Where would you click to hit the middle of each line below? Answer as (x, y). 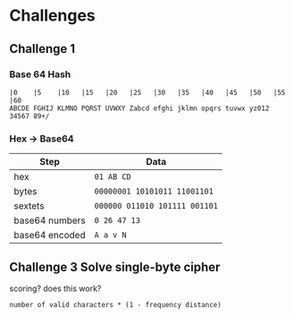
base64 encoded (50, 236)
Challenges (52, 16)
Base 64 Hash (40, 74)
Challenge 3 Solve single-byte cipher (115, 266)
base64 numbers (50, 220)
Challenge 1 (42, 49)
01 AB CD (113, 177)
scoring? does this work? (55, 288)
